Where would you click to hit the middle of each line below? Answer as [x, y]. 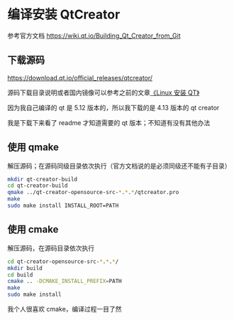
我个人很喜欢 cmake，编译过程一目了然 [65, 309]
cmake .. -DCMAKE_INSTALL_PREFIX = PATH [65, 282]
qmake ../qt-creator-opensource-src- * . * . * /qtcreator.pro [93, 193]
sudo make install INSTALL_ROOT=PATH [63, 206]
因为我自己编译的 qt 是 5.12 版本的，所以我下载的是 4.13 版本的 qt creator [113, 107]
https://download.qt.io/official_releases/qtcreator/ [80, 78]
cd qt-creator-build [38, 186]
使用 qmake [33, 148]
